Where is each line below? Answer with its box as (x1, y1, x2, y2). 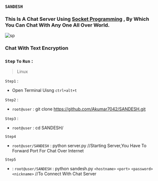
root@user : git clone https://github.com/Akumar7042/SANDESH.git (12, 106, 146, 112)
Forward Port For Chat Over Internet (12, 148, 84, 154)
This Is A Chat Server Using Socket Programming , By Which (5, 15, 149, 22)
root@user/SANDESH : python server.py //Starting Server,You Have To (12, 143, 146, 149)
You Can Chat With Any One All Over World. (5, 21, 110, 28)
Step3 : (5, 116, 18, 121)
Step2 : (5, 97, 18, 103)
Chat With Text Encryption (5, 45, 69, 52)
